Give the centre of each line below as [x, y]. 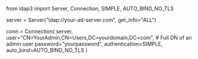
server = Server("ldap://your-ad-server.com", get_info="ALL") [81, 20]
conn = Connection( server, [40, 31]
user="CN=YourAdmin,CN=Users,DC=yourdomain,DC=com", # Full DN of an [99, 37]
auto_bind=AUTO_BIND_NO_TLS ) [47, 50]
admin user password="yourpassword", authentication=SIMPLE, [85, 44]
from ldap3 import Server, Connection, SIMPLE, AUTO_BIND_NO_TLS [90, 9]
